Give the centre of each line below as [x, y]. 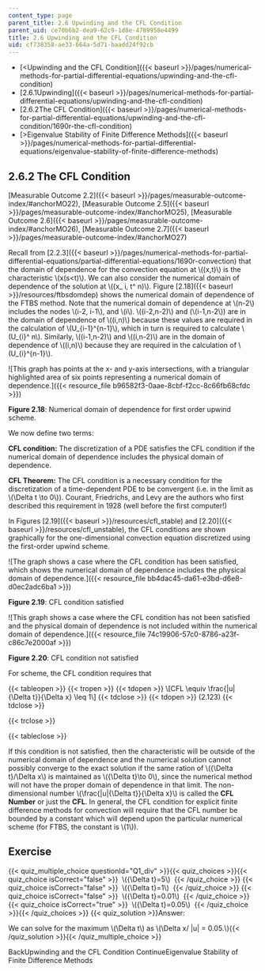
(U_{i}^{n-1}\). [30, 353]
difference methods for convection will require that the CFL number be [123, 810]
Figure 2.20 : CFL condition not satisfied [73, 658]
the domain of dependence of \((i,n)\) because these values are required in [131, 319]
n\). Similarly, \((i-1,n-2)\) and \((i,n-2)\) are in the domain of [128, 336]
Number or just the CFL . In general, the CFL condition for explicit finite [123, 801]
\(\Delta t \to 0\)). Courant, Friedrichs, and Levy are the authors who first [126, 497]
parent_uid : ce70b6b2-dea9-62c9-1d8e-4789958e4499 [93, 30]
